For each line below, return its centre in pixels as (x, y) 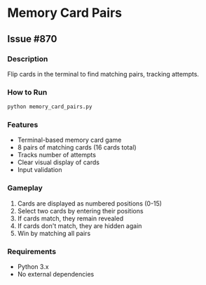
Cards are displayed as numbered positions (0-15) (90, 203)
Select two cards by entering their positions (80, 211)
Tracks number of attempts (57, 155)
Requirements (32, 251)
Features (23, 124)
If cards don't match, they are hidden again (80, 225)
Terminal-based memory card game (69, 140)
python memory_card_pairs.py (50, 107)
